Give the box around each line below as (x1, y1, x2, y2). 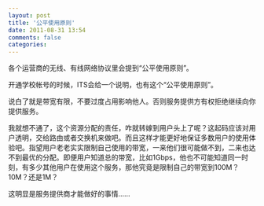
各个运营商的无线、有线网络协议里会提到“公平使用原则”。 (8, 64, 194, 73)
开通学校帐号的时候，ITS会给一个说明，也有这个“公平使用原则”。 (8, 80, 218, 90)
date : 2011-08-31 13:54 (8, 26, 86, 34)
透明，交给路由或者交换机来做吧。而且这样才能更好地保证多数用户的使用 (14, 133, 249, 142)
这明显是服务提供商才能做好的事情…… (8, 189, 131, 199)
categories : (8, 41, 47, 49)
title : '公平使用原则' (8, 19, 75, 27)
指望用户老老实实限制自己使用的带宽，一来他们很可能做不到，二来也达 (28, 143, 256, 153)
